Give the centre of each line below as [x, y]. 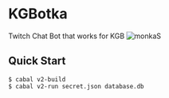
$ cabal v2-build [37, 79]
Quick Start [37, 61]
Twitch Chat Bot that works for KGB [67, 36]
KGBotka [38, 14]
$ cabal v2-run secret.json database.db [77, 86]
